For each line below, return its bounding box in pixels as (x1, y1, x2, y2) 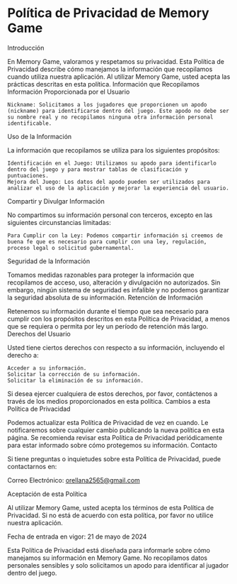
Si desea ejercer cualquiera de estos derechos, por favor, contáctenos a (7, 389, 218, 398)
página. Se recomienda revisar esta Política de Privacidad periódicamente (7, 433, 223, 441)
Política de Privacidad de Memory (7, 5, 210, 21)
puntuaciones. (7, 172, 50, 179)
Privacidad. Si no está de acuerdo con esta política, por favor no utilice (7, 511, 214, 519)
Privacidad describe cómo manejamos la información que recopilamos (7, 65, 213, 73)
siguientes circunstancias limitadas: (7, 218, 111, 226)
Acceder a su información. (7, 364, 87, 372)
